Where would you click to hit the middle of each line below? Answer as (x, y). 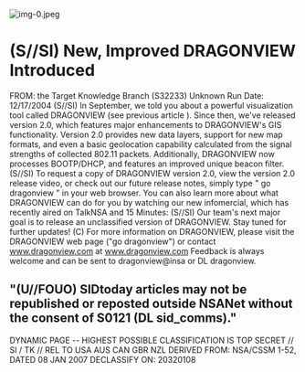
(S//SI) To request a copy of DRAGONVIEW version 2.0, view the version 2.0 (152, 173)
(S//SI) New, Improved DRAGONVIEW (153, 51)
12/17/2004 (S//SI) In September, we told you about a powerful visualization (152, 105)
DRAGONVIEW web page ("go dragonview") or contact (113, 241)
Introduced (53, 71)
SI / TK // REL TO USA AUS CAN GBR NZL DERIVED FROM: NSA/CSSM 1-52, (153, 350)
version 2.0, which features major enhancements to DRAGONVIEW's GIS (146, 124)
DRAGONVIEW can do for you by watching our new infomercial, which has (149, 202)
